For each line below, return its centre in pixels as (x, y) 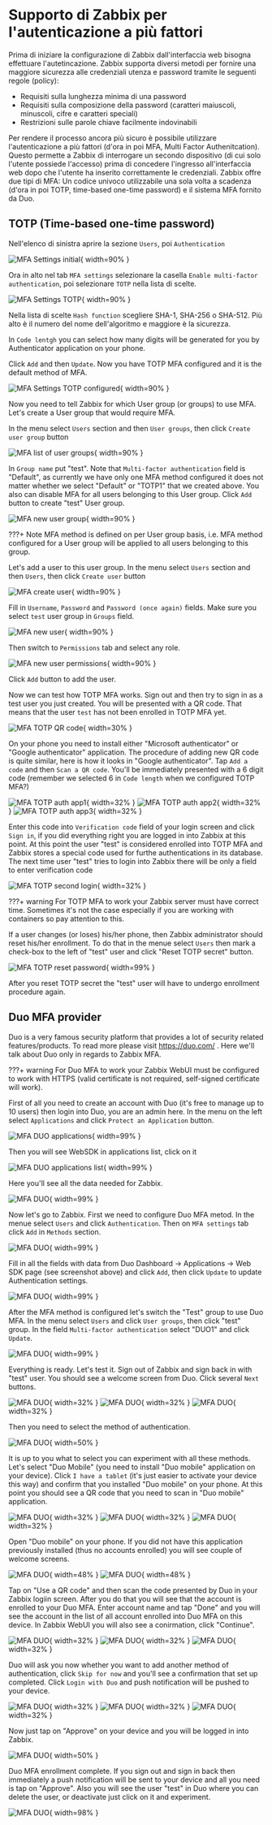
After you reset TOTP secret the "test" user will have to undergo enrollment (134, 983)
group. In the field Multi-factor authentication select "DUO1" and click (129, 1329)
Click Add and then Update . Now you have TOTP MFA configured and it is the (135, 364)
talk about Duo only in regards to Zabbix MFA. (85, 1054)
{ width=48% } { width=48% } (120, 1574)
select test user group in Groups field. (71, 616)
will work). (26, 1087)
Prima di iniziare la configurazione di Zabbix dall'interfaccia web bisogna (130, 54)
